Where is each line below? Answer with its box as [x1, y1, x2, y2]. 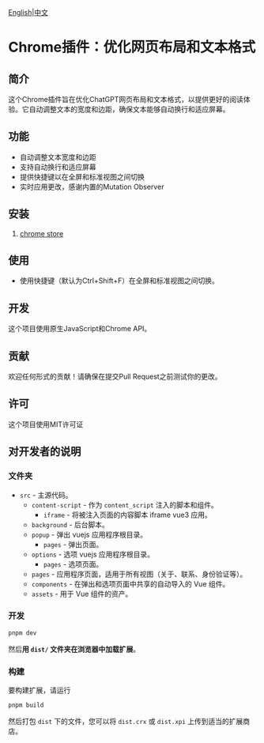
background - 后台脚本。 [31, 519, 109, 529]
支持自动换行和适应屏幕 [19, 162, 96, 172]
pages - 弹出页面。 [43, 539, 104, 549]
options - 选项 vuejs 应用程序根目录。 [31, 549, 154, 559]
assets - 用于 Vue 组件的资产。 [31, 589, 133, 598]
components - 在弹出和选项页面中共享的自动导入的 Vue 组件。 [31, 579, 230, 588]
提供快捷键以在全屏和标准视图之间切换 [19, 172, 145, 181]
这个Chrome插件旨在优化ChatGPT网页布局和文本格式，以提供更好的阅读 [8, 95, 243, 104]
